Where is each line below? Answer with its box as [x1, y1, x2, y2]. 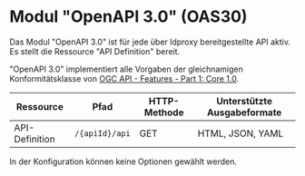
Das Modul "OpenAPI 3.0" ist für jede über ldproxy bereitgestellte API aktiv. [9, 36, 290, 47]
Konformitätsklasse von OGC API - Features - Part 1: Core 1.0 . [9, 73, 239, 83]
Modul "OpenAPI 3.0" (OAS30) [9, 6, 248, 27]
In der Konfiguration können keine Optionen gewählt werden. [9, 156, 238, 167]
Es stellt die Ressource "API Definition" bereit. [9, 45, 181, 56]
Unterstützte [216, 94, 273, 107]
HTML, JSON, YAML [197, 127, 284, 140]
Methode [143, 106, 184, 119]
